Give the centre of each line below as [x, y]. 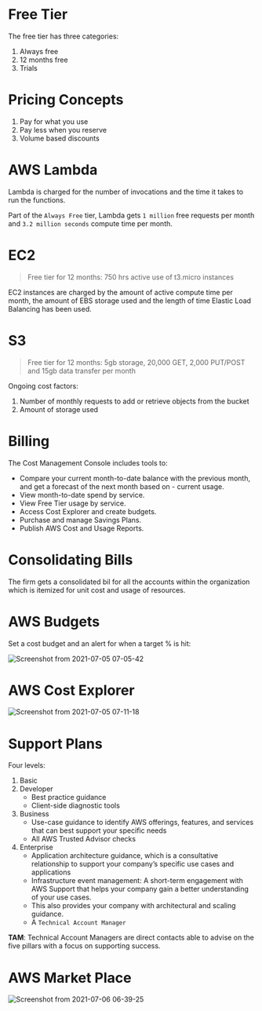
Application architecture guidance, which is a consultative [125, 856]
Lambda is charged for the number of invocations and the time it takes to [126, 192]
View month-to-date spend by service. [82, 495]
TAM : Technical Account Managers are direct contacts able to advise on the [131, 938]
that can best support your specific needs [99, 830]
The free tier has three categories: [64, 36]
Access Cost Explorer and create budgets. [88, 511]
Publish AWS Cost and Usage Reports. [82, 528]
